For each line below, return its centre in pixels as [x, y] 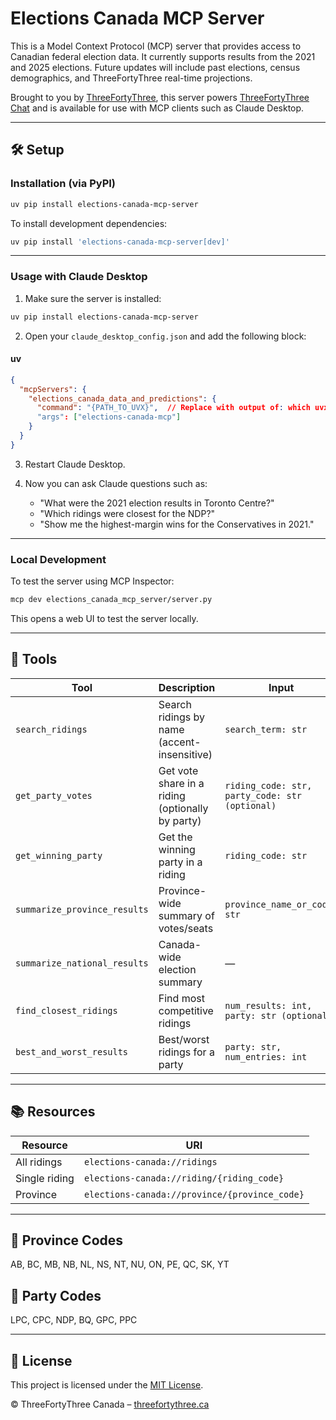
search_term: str [266, 729]
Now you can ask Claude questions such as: [116, 483]
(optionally [183, 808]
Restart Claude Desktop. [75, 464]
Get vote [178, 770]
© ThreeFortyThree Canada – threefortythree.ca [110, 1404]
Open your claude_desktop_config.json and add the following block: [165, 336]
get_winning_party [59, 855]
